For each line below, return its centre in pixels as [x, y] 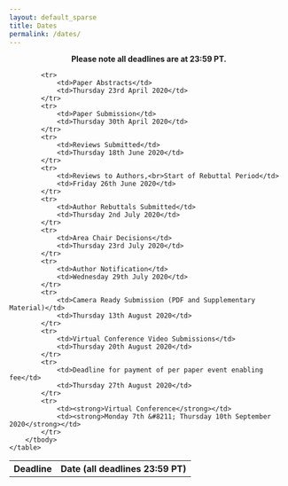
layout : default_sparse [53, 17]
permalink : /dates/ [45, 34]
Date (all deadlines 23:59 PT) [124, 469]
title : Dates [33, 26]
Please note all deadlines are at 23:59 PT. [149, 59]
